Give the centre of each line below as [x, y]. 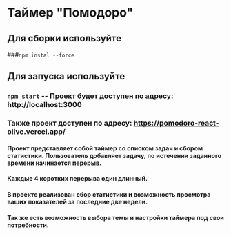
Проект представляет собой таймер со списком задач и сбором [105, 148]
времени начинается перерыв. [54, 163]
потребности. [28, 225]
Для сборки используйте [64, 38]
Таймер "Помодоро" [70, 13]
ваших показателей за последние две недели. [78, 202]
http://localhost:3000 [45, 105]
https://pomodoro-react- [176, 124]
